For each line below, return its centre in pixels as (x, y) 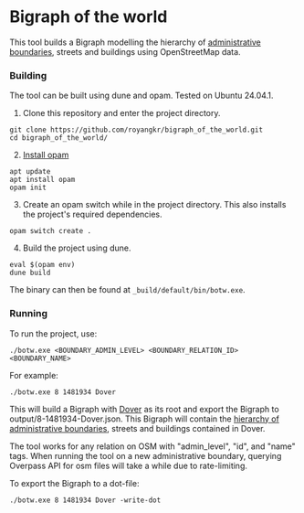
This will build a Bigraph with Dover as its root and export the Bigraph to (145, 409)
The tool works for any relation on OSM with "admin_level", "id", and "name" (153, 446)
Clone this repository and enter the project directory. (121, 113)
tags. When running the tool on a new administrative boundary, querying (146, 455)
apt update (30, 172)
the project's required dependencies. (92, 214)
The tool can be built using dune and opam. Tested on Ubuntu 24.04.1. (142, 96)
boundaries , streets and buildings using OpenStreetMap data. (125, 51)
